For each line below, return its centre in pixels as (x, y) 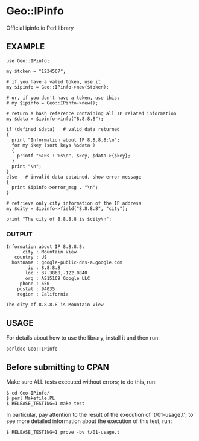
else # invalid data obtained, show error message (74, 177)
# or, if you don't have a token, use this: (63, 98)
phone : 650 (35, 284)
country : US (30, 258)
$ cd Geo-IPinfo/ (28, 393)
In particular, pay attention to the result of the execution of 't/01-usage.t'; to (100, 414)
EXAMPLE (26, 47)
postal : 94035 (36, 289)
